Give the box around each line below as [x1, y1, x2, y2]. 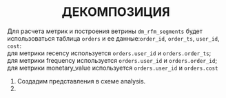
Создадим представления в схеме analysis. [17, 77, 146, 85]
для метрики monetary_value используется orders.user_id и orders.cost [7, 63, 218, 72]
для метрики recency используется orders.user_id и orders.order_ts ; [7, 49, 212, 57]
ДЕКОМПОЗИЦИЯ [61, 4, 170, 20]
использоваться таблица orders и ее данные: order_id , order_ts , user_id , [7, 34, 220, 42]
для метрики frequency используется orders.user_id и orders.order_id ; [7, 56, 218, 64]
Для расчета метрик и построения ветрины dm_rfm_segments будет [7, 27, 203, 35]
